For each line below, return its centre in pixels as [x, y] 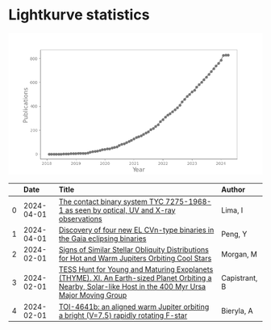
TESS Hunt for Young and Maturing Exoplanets [136, 269]
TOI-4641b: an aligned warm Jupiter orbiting [134, 307]
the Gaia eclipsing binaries [102, 238]
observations [80, 218]
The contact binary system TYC [111, 201]
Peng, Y [234, 234]
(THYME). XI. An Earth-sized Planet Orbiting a [135, 278]
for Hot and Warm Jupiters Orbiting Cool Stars [135, 258]
